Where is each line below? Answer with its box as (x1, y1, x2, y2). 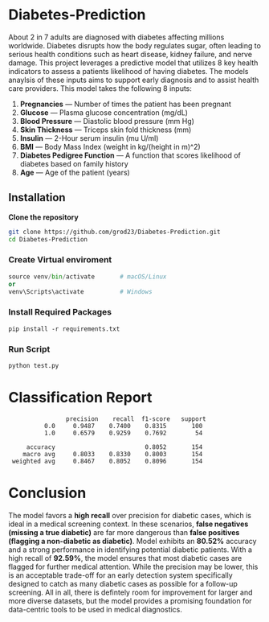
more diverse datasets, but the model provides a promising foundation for (8, 595, 252, 605)
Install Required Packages (8, 307, 112, 318)
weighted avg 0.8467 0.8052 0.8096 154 (11, 457, 203, 465)
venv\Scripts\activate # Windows (8, 287, 153, 295)
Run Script (8, 344, 51, 355)
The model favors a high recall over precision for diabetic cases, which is (8, 510, 251, 520)
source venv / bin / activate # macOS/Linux (8, 272, 167, 281)
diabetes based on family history (19, 159, 128, 168)
